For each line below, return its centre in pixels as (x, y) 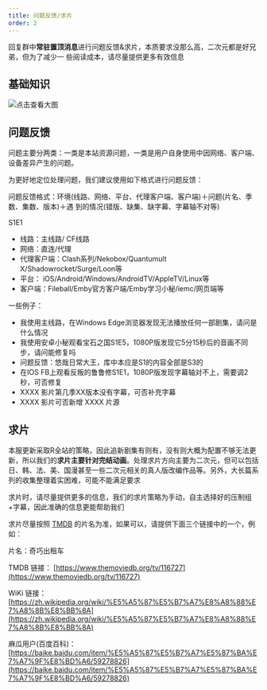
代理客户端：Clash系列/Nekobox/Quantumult (93, 259)
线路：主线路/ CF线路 (54, 239)
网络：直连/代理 (45, 249)
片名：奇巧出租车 (36, 551)
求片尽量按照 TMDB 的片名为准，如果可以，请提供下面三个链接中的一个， (128, 524)
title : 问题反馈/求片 (41, 16)
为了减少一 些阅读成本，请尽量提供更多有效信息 (106, 57)
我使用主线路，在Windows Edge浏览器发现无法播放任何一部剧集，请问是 (138, 322)
